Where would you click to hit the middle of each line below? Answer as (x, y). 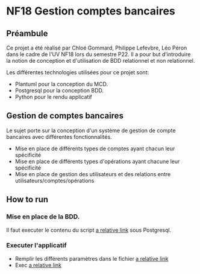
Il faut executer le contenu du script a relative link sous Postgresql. (89, 230)
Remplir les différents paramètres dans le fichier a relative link (92, 258)
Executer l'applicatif (36, 246)
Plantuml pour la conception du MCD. (61, 84)
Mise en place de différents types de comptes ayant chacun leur (95, 148)
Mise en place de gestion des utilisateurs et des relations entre (93, 174)
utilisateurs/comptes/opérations (55, 180)
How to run (27, 199)
